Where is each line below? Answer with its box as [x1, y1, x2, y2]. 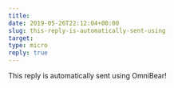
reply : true [8, 49, 48, 57]
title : [8, 11, 30, 20]
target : [8, 34, 34, 42]
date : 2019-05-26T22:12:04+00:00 [8, 19, 120, 27]
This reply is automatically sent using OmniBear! [8, 71, 167, 80]
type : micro [8, 42, 48, 50]
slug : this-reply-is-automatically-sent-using [8, 26, 166, 34]
